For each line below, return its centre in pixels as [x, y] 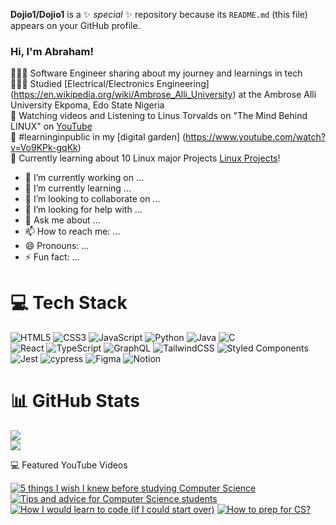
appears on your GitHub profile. [75, 25]
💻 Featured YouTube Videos [69, 465]
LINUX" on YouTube [51, 126]
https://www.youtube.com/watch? [255, 137]
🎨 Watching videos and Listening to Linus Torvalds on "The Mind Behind [159, 116]
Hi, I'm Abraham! [52, 51]
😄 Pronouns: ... [57, 246]
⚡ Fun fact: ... [52, 257]
